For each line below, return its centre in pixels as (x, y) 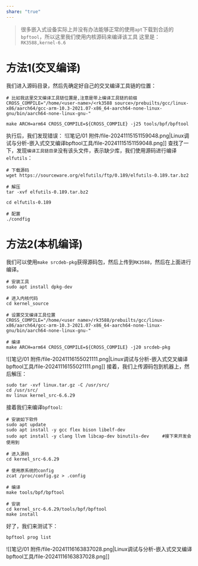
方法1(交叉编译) (43, 68)
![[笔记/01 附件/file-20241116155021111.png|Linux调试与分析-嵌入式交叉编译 (97, 359)
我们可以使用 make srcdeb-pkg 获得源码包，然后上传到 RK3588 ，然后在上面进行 (99, 262)
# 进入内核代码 (22, 298)
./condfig (18, 219)
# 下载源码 (18, 170)
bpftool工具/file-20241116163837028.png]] (58, 556)
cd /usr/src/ (22, 390)
